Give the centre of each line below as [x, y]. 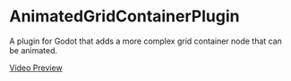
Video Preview [36, 68]
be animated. [34, 50]
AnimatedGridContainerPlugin [124, 16]
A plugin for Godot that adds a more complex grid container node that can [145, 41]
